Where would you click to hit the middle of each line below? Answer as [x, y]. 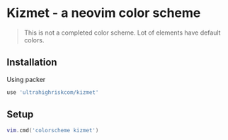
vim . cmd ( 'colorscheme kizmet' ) [53, 131]
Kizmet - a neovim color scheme [104, 13]
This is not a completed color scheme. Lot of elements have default [122, 33]
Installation [32, 63]
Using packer [26, 79]
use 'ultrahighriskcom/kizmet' [53, 92]
